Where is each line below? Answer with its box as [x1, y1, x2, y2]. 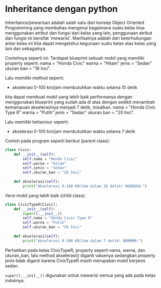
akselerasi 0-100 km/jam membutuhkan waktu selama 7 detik [12, 128, 136, 134]
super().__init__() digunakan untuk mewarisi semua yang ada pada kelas [5, 272, 156, 278]
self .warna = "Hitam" [22, 161, 67, 166]
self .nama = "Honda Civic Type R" [22, 216, 93, 221]
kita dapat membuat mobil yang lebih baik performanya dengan [5, 94, 133, 100]
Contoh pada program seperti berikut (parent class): [5, 138, 110, 144]
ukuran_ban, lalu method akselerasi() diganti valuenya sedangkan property [5, 252, 156, 258]
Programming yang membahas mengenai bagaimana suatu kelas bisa [5, 24, 145, 30]
